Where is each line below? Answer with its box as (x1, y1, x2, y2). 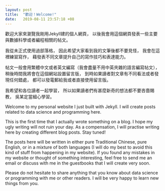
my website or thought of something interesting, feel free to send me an (5, 155, 153, 161)
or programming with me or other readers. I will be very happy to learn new (5, 175, 159, 181)
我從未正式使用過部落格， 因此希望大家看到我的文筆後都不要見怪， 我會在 (5, 48, 156, 54)
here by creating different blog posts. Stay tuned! (5, 129, 106, 135)
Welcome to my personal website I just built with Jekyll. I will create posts (5, 104, 156, 110)
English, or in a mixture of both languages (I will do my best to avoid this (5, 144, 153, 150)
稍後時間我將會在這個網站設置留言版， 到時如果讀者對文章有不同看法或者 (5, 71, 155, 77)
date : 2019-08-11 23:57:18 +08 (5, 16, 75, 21)
